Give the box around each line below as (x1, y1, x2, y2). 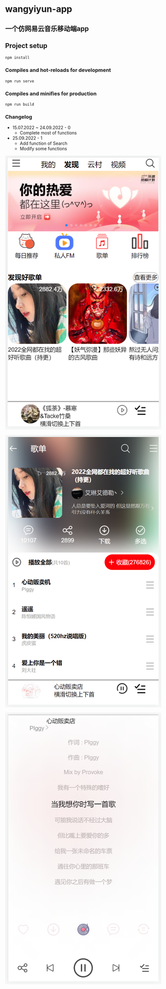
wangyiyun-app (5, 3, 72, 15)
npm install (5, 55, 30, 60)
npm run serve (5, 78, 35, 84)
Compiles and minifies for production (5, 90, 97, 97)
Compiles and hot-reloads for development (5, 67, 111, 74)
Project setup (5, 41, 48, 50)
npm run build (5, 102, 35, 107)
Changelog (5, 113, 32, 120)
